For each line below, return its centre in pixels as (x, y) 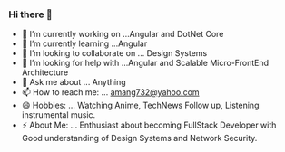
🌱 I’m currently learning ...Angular (84, 43)
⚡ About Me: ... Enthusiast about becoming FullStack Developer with (149, 125)
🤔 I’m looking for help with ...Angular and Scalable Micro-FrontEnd (145, 63)
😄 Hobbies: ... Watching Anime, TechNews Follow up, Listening (140, 105)
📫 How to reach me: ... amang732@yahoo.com (111, 92)
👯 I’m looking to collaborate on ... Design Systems (114, 53)
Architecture (45, 72)
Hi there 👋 (31, 14)
